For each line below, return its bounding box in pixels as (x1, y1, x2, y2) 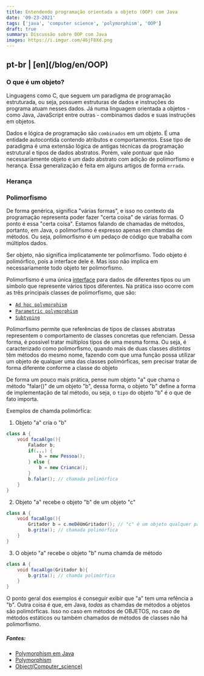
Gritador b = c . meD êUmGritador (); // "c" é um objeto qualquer (28, 521, 191, 528)
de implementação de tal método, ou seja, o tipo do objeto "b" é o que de (6, 389, 191, 396)
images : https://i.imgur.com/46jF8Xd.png (6, 37, 113, 43)
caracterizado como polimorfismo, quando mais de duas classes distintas (6, 344, 191, 352)
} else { (28, 459, 50, 465)
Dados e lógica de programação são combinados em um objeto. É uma (6, 129, 180, 137)
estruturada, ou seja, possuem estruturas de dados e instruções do (6, 98, 175, 105)
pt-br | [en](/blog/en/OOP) (6, 60, 109, 70)
